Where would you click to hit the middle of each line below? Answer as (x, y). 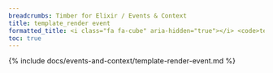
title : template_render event (60, 23)
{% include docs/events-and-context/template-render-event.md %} (122, 61)
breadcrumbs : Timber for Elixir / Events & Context (97, 16)
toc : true (25, 38)
